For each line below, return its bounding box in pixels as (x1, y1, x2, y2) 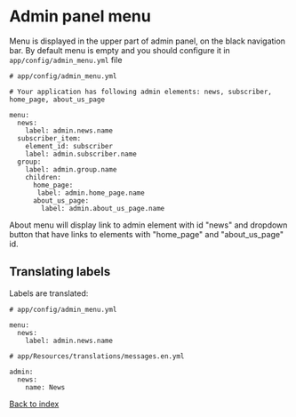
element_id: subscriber (25, 141, 114, 150)
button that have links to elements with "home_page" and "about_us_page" (9, 229, 284, 239)
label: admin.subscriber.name (25, 149, 138, 158)
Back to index (9, 398, 60, 409)
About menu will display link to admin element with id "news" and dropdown (9, 220, 288, 230)
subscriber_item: (17, 133, 82, 143)
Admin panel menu (9, 6, 151, 27)
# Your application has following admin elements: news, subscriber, (9, 87, 273, 96)
